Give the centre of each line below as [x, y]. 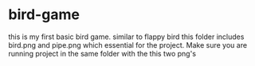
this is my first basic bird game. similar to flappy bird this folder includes [126, 37]
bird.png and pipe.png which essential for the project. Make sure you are [128, 45]
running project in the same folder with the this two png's [102, 53]
